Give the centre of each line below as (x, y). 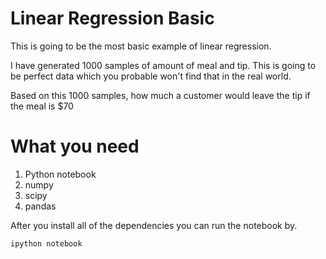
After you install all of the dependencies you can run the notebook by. (154, 225)
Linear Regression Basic (112, 18)
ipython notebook (46, 243)
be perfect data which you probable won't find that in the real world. (151, 76)
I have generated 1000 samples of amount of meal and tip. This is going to (163, 65)
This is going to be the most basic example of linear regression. (141, 46)
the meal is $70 (42, 106)
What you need (75, 146)
